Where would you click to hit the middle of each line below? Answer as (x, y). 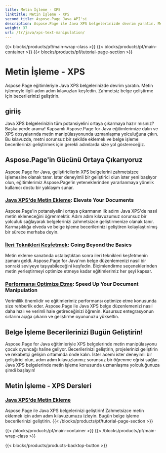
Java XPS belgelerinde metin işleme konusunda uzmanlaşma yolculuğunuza (83, 365)
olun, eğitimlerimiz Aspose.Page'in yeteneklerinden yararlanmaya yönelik (80, 182)
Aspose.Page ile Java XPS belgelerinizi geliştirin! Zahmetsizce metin (75, 411)
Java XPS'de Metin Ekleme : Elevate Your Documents (70, 200)
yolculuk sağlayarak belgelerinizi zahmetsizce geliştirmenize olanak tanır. (80, 221)
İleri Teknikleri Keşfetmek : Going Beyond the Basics (68, 245)
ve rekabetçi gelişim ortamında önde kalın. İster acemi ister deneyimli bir (79, 355)
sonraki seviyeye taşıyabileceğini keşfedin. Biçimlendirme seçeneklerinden (81, 266)
